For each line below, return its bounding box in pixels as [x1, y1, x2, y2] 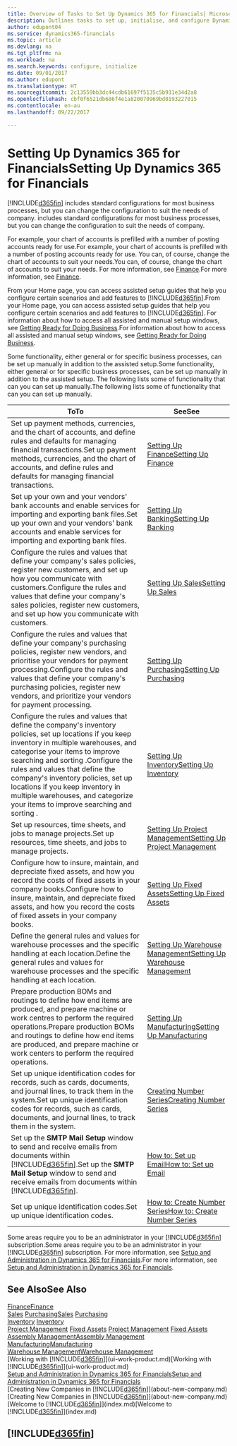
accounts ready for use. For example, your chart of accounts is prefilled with [7, 242, 228, 251]
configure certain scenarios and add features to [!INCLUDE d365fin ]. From [7, 294, 221, 302]
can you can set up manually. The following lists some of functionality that [7, 382, 221, 390]
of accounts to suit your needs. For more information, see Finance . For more [7, 265, 227, 273]
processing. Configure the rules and [11, 664, 128, 674]
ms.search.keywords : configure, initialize [7, 63, 138, 70]
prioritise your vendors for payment [11, 656, 128, 665]
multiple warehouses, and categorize [11, 790, 134, 800]
